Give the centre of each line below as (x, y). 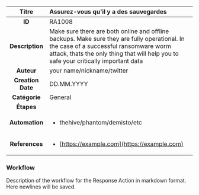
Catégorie (26, 97)
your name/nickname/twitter (89, 71)
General (60, 97)
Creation (26, 80)
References (26, 144)
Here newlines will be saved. (41, 187)
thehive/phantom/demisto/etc (100, 122)
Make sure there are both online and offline (109, 31)
